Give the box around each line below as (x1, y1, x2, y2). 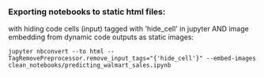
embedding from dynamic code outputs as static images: (8, 32, 194, 42)
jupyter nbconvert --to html (8, 48, 104, 56)
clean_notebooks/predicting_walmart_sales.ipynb (8, 61, 172, 69)
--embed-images (206, 54, 257, 63)
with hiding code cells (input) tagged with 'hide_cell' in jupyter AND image (8, 24, 249, 34)
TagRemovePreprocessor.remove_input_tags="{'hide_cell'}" (8, 54, 203, 63)
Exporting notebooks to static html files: (8, 6, 166, 17)
